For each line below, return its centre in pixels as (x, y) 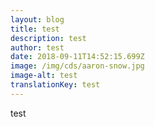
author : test (37, 47)
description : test (48, 38)
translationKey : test (55, 85)
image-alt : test (44, 76)
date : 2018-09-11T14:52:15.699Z (77, 57)
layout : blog (37, 19)
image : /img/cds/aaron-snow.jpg (77, 66)
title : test (35, 29)
